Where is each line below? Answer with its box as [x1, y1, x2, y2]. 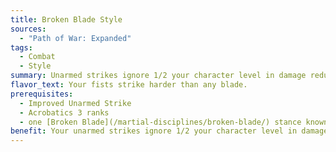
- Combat [19, 52, 56, 62]
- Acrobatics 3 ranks [19, 107, 110, 118]
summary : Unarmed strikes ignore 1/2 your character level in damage [10, 71, 307, 81]
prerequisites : [10, 89, 74, 99]
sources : [10, 24, 47, 34]
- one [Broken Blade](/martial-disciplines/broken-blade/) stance [19, 117, 302, 127]
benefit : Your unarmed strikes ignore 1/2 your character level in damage [10, 126, 329, 136]
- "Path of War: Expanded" [19, 33, 132, 43]
